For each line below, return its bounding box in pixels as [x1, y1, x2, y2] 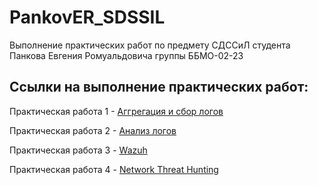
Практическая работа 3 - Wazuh [9, 144, 148, 156]
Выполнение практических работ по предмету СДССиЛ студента [9, 39, 291, 51]
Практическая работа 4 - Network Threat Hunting [9, 163, 219, 175]
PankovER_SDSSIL [9, 6, 166, 29]
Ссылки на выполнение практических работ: [9, 79, 309, 96]
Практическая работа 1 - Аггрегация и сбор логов [9, 105, 224, 117]
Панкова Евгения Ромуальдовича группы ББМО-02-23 [9, 49, 244, 61]
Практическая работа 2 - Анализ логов [9, 124, 177, 136]
